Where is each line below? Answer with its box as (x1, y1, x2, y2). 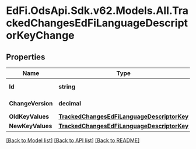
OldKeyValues (9, 112, 50, 120)
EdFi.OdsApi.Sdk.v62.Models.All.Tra (6, 4, 188, 17)
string (58, 83, 76, 91)
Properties (6, 52, 45, 62)
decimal (58, 100, 82, 107)
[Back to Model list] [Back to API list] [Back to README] (6, 137, 140, 144)
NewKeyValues (9, 122, 52, 130)
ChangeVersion (9, 100, 53, 107)
